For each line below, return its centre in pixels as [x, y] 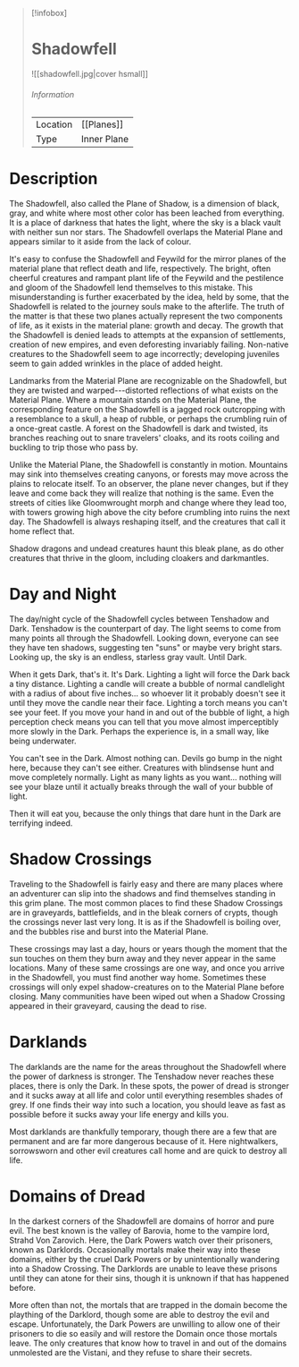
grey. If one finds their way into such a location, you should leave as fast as [147, 1105]
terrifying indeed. [41, 823]
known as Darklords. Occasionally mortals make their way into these [135, 1249]
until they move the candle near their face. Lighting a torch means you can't [149, 703]
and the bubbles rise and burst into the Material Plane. [109, 931]
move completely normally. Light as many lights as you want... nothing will [145, 777]
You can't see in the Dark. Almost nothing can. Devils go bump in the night [146, 759]
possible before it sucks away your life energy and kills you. [119, 1114]
